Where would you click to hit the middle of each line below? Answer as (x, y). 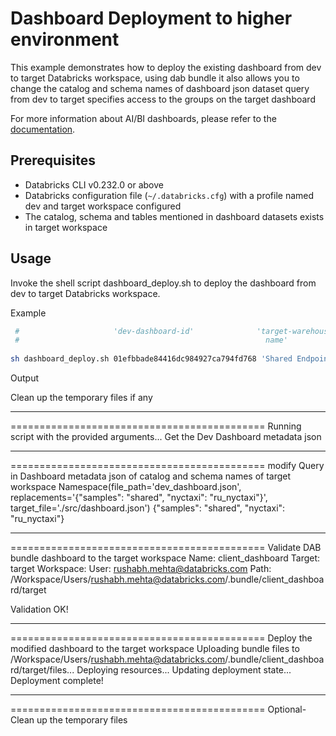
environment (65, 39)
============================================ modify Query (167, 466)
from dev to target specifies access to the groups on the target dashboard (163, 99)
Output (24, 378)
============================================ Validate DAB (166, 548)
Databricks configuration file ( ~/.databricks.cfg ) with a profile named (169, 195)
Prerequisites (53, 160)
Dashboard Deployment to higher (151, 18)
